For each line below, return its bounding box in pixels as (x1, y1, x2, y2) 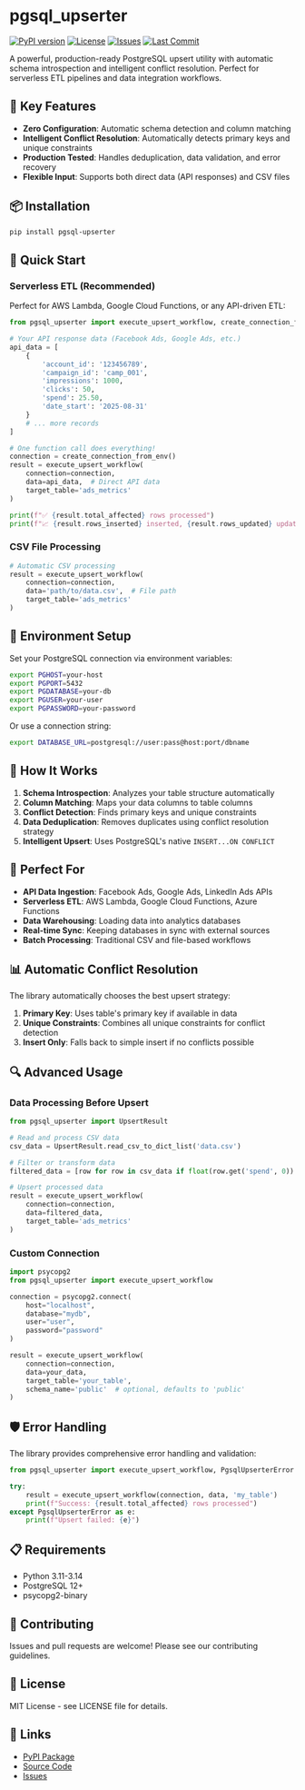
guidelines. (9, 1650, 51, 1661)
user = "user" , (25, 1318, 75, 1327)
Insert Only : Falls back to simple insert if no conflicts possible (22, 1037, 254, 1048)
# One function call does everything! (9, 443, 156, 452)
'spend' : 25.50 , (42, 393, 103, 403)
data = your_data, (25, 1367, 88, 1377)
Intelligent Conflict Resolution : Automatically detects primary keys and (22, 133, 290, 144)
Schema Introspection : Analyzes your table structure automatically (22, 787, 275, 798)
